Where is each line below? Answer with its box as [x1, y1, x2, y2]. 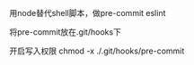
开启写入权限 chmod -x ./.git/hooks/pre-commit [9, 45, 185, 56]
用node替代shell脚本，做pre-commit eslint [9, 8, 166, 18]
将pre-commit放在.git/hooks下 [9, 27, 121, 37]
